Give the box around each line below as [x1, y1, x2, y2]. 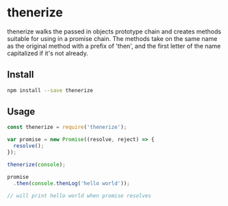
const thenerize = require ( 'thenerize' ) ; [7, 124, 127, 131]
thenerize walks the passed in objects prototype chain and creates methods [7, 27, 221, 35]
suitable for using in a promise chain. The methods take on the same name [7, 34, 218, 42]
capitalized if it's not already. [7, 49, 89, 57]
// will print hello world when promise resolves [7, 192, 152, 199]
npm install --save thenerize [7, 87, 94, 93]
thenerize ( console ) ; [7, 161, 66, 168]
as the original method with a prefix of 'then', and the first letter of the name [7, 42, 221, 50]
